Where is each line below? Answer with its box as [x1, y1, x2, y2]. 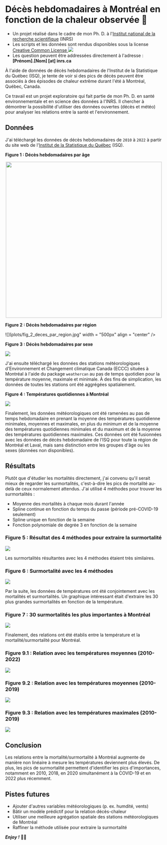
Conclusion [5, 741, 42, 750]
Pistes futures [5, 790, 50, 799]
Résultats [5, 462, 36, 470]
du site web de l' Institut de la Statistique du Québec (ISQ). [5, 142, 124, 148]
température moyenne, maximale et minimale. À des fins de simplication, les [5, 376, 162, 382]
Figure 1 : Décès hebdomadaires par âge [5, 151, 90, 158]
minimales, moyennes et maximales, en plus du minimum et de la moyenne [5, 421, 159, 426]
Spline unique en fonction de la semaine [12, 516, 95, 522]
